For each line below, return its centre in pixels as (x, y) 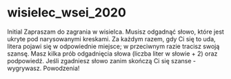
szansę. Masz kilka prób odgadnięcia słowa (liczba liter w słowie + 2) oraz (112, 54)
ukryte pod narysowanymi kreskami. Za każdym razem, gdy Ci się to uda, (111, 38)
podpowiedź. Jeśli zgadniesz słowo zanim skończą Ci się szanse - (102, 60)
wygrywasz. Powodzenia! (43, 68)
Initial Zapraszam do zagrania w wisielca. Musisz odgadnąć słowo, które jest (115, 32)
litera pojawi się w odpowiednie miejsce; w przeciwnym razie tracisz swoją (113, 46)
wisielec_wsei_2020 (67, 13)
